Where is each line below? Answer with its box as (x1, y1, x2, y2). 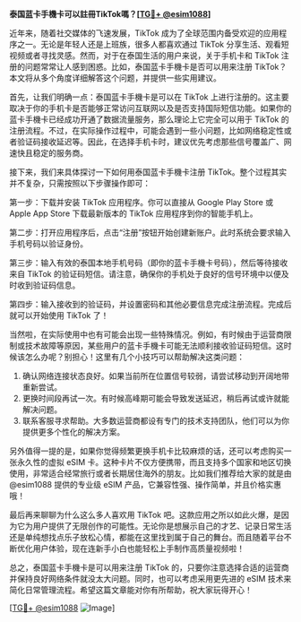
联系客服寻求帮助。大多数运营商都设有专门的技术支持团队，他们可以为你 (21, 416, 289, 426)
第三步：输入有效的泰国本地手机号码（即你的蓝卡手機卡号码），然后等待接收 (9, 257, 288, 268)
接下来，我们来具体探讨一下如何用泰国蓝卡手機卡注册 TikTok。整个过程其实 (9, 167, 288, 177)
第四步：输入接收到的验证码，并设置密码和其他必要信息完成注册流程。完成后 (9, 299, 292, 309)
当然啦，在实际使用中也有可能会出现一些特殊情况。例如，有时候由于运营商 (9, 329, 284, 340)
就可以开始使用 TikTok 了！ (9, 310, 109, 321)
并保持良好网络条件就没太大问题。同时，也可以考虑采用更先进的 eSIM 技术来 (9, 574, 292, 583)
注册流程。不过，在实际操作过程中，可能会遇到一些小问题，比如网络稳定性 (9, 125, 284, 135)
